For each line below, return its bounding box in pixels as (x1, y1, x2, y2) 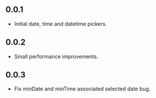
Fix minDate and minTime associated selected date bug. (14, 85, 151, 93)
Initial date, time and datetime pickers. (14, 20, 107, 27)
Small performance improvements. (14, 53, 99, 60)
